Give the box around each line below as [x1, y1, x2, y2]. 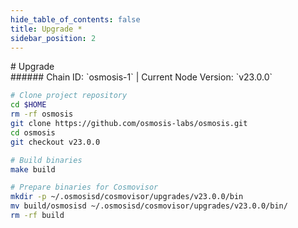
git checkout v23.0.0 [10, 137, 101, 147]
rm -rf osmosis [10, 109, 74, 120]
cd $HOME [10, 100, 47, 110]
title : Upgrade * [10, 24, 83, 34]
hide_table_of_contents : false [10, 14, 141, 25]
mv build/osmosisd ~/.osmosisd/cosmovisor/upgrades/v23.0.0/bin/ [10, 201, 288, 211]
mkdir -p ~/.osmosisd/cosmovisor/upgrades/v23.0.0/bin [10, 192, 244, 202]
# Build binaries [10, 155, 83, 165]
